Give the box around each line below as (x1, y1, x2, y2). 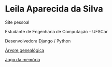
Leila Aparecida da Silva (5, 3, 103, 14)
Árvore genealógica (5, 47, 44, 53)
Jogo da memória (5, 56, 40, 62)
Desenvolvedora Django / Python (5, 38, 71, 44)
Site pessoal (5, 19, 30, 25)
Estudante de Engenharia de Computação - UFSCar (5, 28, 108, 34)
